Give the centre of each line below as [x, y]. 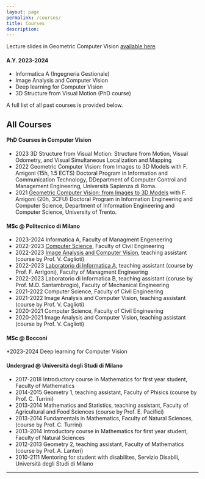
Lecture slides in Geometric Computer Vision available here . [82, 46]
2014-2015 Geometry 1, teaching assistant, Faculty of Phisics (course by [106, 392]
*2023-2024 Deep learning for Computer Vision [67, 351]
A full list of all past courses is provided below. [65, 105]
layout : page [23, 12]
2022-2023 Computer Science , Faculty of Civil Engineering [90, 246]
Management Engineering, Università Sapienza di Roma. [86, 186]
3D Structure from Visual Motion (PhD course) [73, 93]
